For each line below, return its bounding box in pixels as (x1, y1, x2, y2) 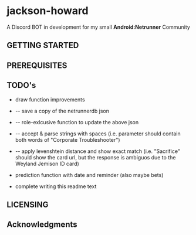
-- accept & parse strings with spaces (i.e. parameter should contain (15, 130, 181, 137)
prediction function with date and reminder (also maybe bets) (15, 171, 164, 178)
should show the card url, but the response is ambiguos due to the (15, 154, 176, 161)
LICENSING (6, 199, 49, 209)
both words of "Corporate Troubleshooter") (15, 136, 120, 143)
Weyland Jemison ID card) (15, 160, 80, 167)
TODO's (6, 80, 36, 90)
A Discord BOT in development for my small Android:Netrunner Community (6, 23, 190, 30)
